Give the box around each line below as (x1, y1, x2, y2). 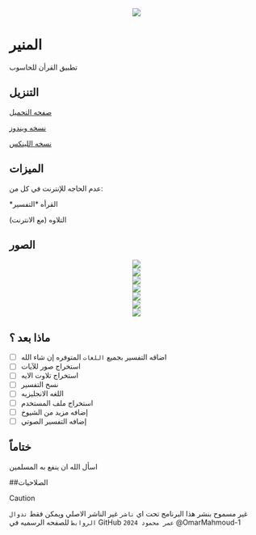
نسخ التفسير (20, 380, 59, 390)
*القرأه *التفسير (9, 199, 59, 209)
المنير (9, 36, 43, 54)
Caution (9, 493, 36, 503)
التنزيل (9, 86, 40, 99)
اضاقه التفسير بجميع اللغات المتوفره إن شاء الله (20, 352, 167, 362)
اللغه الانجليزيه (20, 389, 64, 398)
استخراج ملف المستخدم (20, 398, 94, 407)
